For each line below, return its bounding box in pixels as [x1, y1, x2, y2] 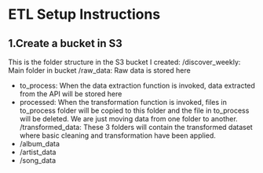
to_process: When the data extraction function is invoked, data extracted [19, 81, 255, 90]
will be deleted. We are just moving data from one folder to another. [19, 114, 238, 123]
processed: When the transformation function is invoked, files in [19, 98, 228, 106]
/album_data [19, 139, 60, 148]
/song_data [19, 156, 57, 165]
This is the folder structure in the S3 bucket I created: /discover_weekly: [8, 57, 241, 67]
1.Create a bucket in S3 [8, 37, 123, 50]
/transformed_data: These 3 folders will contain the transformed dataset [19, 123, 253, 132]
